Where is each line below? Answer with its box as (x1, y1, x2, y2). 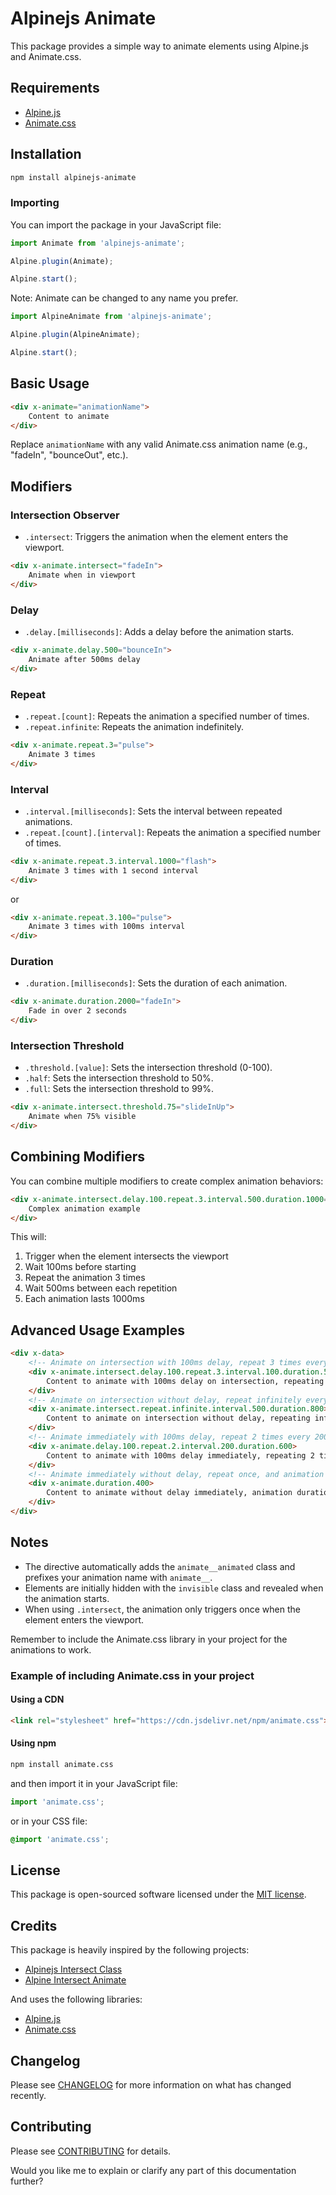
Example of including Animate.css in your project (10, 1668, 255, 1682)
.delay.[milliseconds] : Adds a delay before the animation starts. (24, 626, 295, 638)
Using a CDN (10, 1693, 65, 1706)
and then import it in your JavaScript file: (10, 1777, 178, 1789)
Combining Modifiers (10, 1148, 146, 1166)
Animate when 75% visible (28, 1112, 137, 1122)
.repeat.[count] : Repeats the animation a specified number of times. (24, 710, 310, 722)
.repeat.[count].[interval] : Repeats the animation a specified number (24, 826, 321, 838)
